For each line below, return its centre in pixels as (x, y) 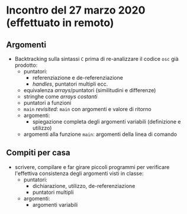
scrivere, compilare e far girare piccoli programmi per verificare (92, 167)
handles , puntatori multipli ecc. (70, 84)
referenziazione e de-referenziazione (78, 78)
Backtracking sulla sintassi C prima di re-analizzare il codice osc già (96, 59)
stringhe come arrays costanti (60, 96)
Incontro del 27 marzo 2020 (76, 10)
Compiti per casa (38, 153)
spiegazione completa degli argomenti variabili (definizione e (107, 121)
